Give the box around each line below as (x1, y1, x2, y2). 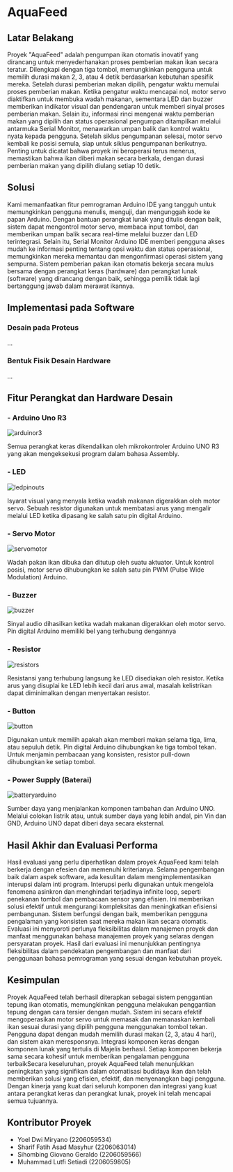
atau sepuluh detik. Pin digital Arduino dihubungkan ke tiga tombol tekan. (7, 743, 217, 751)
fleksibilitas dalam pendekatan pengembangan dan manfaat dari (7, 947, 191, 955)
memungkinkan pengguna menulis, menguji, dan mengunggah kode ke (7, 207, 211, 216)
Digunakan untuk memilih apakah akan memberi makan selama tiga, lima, (7, 735, 218, 743)
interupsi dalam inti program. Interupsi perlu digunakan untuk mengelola (7, 880, 214, 889)
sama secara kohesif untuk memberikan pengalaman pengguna (7, 1052, 190, 1060)
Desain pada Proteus (7, 323, 79, 333)
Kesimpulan (7, 974, 61, 987)
